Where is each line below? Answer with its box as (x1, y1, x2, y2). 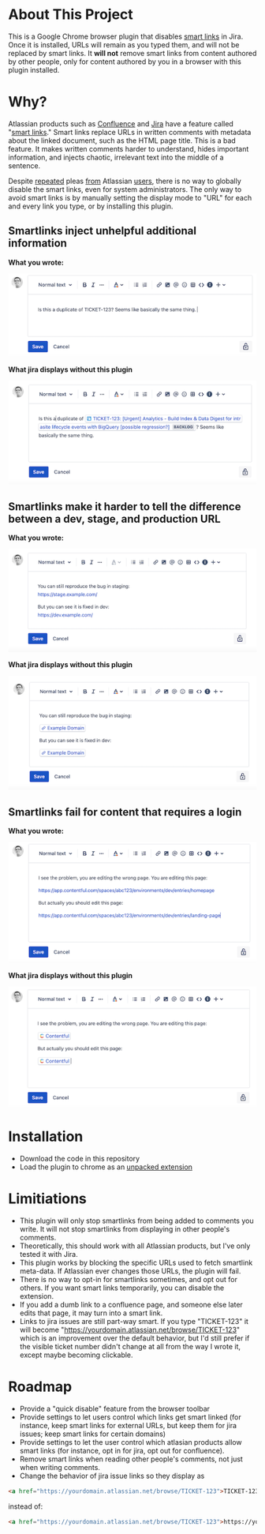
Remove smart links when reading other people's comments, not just (19, 1454, 243, 1464)
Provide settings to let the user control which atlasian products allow (19, 1437, 242, 1446)
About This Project (8, 6, 134, 24)
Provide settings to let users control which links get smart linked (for (19, 1412, 242, 1422)
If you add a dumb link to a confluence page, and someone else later (19, 1300, 243, 1309)
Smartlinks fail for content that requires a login (8, 805, 242, 819)
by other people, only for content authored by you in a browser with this (8, 57, 242, 66)
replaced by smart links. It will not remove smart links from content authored (8, 48, 257, 58)
